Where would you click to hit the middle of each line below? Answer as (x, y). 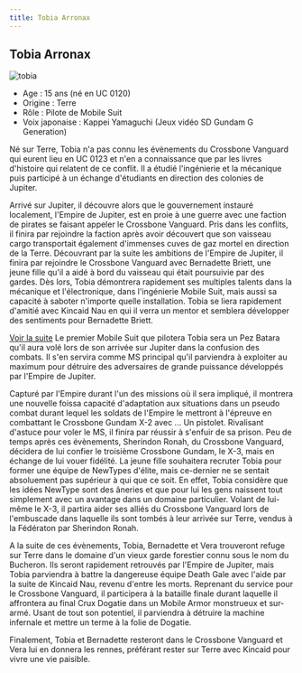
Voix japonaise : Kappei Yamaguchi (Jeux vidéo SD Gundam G (138, 122)
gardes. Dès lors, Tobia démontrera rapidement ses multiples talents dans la (151, 282)
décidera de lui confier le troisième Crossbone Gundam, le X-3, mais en (142, 452)
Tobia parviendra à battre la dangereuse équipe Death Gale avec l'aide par (148, 575)
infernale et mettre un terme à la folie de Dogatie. (101, 622)
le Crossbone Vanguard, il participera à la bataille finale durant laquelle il (143, 594)
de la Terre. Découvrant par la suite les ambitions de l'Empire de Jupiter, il (146, 253)
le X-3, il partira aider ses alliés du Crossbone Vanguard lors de (152, 509)
